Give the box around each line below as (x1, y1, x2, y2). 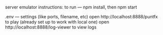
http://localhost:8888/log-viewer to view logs (5, 24, 97, 30)
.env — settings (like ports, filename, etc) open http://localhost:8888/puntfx (5, 14, 158, 19)
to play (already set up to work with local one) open (5, 19, 109, 25)
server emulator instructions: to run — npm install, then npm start (5, 4, 137, 10)
